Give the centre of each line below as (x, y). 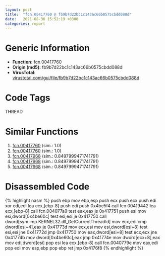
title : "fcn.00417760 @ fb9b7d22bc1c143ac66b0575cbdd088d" (69, 14)
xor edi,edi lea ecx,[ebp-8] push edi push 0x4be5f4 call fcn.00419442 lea (81, 206)
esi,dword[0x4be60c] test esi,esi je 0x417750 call (56, 216)
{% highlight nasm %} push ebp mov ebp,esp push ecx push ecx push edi (81, 200)
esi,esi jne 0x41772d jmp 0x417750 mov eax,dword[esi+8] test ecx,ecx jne (81, 232)
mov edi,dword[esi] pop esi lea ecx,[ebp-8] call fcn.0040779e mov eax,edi (82, 243)
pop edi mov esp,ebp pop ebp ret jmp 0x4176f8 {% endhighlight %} (74, 248)
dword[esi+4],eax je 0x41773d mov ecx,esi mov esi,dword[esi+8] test (76, 227)
